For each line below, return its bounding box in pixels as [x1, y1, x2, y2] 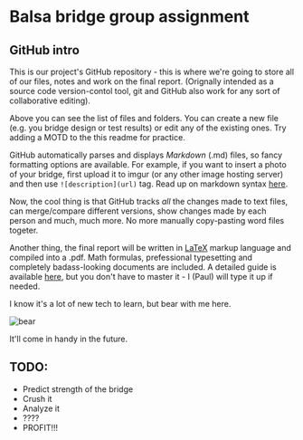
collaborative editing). [9, 95, 90, 106]
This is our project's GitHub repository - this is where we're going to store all [9, 66, 295, 77]
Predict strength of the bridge [22, 383, 134, 395]
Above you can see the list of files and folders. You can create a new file [9, 113, 279, 123]
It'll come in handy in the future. [9, 333, 128, 344]
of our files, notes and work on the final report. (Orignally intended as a [9, 76, 274, 87]
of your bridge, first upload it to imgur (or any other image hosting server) [9, 169, 284, 179]
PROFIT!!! [22, 422, 59, 433]
